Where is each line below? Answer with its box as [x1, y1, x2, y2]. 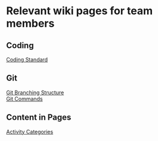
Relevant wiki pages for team [6, 4, 153, 18]
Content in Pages [6, 113, 72, 123]
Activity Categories [6, 128, 54, 135]
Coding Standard [6, 56, 48, 63]
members [6, 17, 55, 30]
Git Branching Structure [6, 89, 64, 96]
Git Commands [6, 95, 43, 102]
